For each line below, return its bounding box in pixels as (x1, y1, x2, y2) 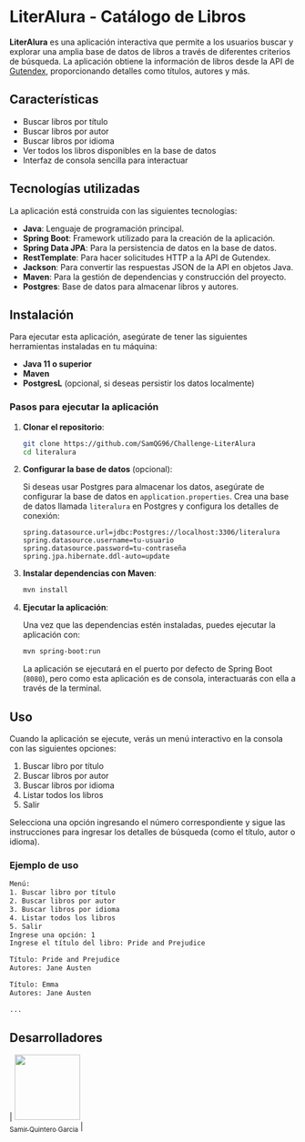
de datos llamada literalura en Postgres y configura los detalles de (22, 500, 280, 511)
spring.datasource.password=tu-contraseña (22, 544, 187, 553)
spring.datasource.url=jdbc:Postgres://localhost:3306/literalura (22, 528, 280, 538)
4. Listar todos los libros (9, 913, 117, 923)
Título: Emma (9, 980, 59, 989)
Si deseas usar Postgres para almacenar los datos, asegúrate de (22, 481, 265, 492)
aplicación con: (22, 630, 80, 641)
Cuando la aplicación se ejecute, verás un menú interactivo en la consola (9, 733, 284, 743)
